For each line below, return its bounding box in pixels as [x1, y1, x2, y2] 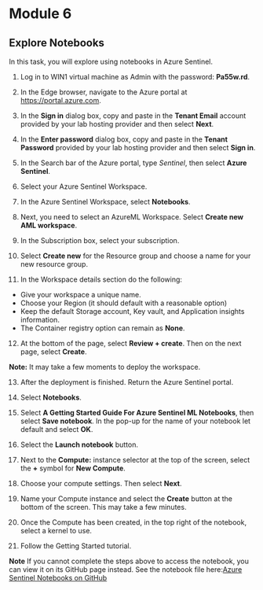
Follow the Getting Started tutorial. [20, 541, 132, 551]
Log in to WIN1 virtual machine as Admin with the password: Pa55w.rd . [20, 72, 250, 81]
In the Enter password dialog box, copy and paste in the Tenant [20, 135, 228, 144]
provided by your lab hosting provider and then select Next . [20, 120, 214, 128]
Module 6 [9, 5, 72, 23]
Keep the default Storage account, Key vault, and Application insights [20, 307, 245, 315]
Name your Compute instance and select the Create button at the [20, 494, 232, 503]
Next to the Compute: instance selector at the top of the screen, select [20, 455, 250, 464]
